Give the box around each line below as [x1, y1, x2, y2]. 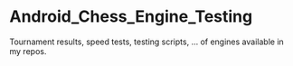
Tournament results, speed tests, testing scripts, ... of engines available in [9, 36, 285, 47]
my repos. [9, 45, 47, 56]
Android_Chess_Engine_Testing [9, 6, 253, 27]
